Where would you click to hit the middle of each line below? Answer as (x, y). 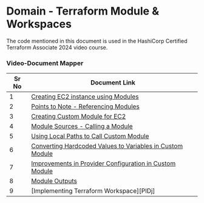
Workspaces (39, 24)
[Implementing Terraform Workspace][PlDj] (93, 191)
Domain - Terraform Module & (83, 11)
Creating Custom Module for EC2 (79, 117)
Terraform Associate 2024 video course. (57, 47)
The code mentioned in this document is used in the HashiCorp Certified (97, 41)
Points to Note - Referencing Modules (85, 106)
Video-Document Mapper (45, 63)
